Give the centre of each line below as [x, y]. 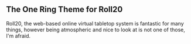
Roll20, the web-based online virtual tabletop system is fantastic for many [95, 23]
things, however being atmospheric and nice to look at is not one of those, [96, 30]
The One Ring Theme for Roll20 [64, 10]
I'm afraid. [18, 36]
